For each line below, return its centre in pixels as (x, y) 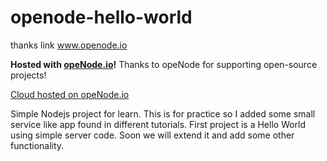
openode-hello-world (101, 17)
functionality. (37, 145)
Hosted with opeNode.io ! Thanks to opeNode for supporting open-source (164, 64)
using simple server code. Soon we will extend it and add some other (152, 135)
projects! (28, 75)
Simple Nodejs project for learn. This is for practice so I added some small (163, 113)
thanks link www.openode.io (69, 45)
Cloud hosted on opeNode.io (70, 94)
